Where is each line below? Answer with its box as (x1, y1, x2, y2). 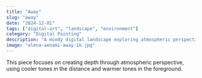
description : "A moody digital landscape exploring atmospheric (6, 37, 171, 43)
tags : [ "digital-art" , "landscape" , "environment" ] (6, 25, 138, 32)
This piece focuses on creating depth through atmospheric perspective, (6, 58, 185, 66)
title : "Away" (6, 8, 42, 15)
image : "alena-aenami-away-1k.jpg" (6, 43, 96, 49)
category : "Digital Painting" (6, 31, 82, 37)
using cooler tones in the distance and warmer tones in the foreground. (6, 65, 183, 72)
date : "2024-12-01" (6, 20, 55, 26)
